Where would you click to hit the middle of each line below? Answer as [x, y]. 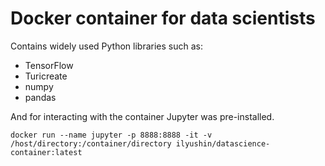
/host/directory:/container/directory [91, 143]
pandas [40, 97]
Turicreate [46, 76]
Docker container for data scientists [163, 18]
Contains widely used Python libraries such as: [106, 46]
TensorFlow [49, 65]
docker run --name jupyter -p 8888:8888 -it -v [111, 135]
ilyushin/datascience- [223, 143]
